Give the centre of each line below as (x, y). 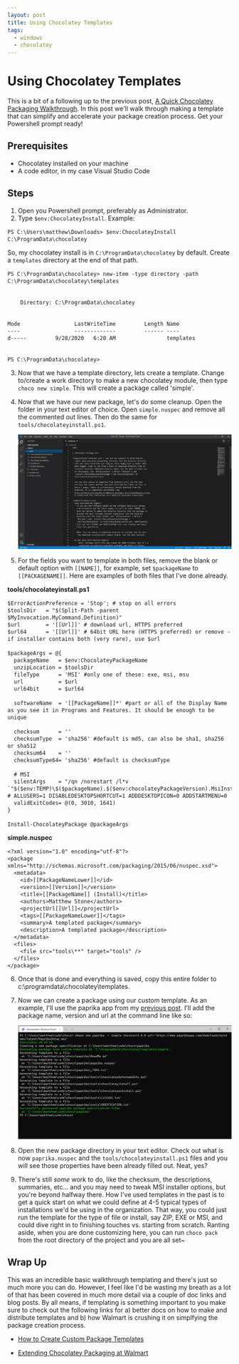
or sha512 (22, 746)
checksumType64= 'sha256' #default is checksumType (92, 760)
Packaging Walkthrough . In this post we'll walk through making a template (116, 109)
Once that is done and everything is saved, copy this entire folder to (117, 979)
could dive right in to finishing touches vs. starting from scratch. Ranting (123, 1225)
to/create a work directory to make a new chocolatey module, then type (123, 380)
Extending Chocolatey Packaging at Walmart (83, 1353)
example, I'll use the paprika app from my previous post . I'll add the (116, 1008)
